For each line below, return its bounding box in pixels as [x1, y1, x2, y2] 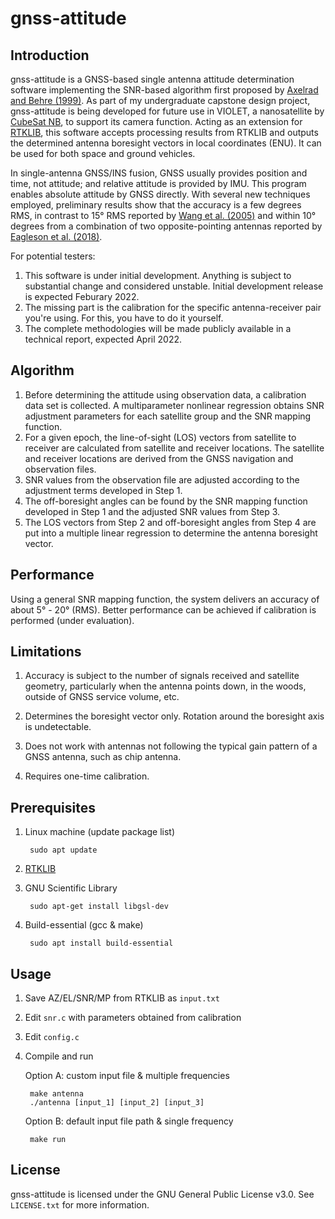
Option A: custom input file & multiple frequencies [24, 1070, 230, 1082]
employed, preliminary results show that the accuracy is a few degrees [10, 199, 302, 211]
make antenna [29, 1089, 84, 1099]
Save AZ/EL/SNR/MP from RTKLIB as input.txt [24, 992, 220, 1004]
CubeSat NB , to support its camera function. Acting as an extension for [10, 116, 303, 127]
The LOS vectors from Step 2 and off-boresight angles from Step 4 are [24, 516, 317, 528]
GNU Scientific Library [24, 882, 118, 894]
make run [29, 1135, 67, 1145]
